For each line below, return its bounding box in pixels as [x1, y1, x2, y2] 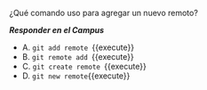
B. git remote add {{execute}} [21, 52, 135, 61]
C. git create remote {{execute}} [21, 61, 147, 71]
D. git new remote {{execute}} [21, 70, 131, 81]
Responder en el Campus [9, 25, 105, 35]
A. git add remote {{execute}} [21, 42, 135, 53]
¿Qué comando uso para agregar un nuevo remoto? [9, 8, 198, 18]
